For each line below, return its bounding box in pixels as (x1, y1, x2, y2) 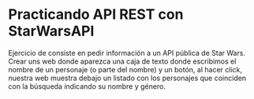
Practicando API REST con (8, 5, 184, 24)
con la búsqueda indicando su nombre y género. (8, 81, 166, 91)
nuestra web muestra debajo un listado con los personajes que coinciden (8, 73, 247, 82)
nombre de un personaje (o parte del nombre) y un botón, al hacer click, (8, 64, 243, 74)
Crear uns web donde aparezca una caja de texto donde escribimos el (8, 57, 237, 66)
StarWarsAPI (8, 22, 95, 40)
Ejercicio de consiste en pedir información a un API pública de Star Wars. (8, 48, 246, 57)
